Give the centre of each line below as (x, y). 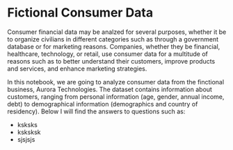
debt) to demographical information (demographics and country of (103, 104)
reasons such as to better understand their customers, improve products (111, 61)
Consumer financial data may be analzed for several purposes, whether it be (117, 32)
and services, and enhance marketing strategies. (77, 68)
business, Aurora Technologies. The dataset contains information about (110, 89)
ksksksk (29, 132)
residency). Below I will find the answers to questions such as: (96, 111)
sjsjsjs (26, 139)
